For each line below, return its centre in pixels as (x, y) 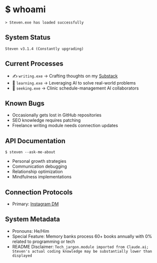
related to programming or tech (44, 241)
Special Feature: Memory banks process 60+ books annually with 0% (82, 236)
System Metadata (32, 219)
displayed (22, 256)
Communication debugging (39, 166)
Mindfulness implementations (42, 177)
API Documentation (35, 141)
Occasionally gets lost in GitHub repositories (57, 115)
